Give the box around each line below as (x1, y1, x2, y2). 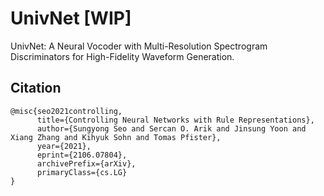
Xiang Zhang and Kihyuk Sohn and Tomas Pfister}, (10, 132, 222, 142)
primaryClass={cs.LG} (36, 167, 128, 177)
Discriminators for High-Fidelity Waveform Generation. (10, 50, 235, 62)
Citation (10, 80, 62, 97)
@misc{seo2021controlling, (10, 106, 123, 116)
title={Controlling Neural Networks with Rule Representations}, (36, 115, 315, 125)
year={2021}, (36, 141, 92, 151)
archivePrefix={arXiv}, (36, 158, 137, 169)
